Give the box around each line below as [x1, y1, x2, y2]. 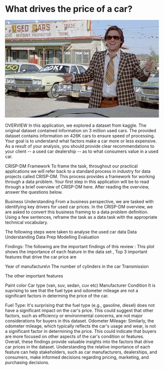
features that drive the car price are [5, 254, 77, 260]
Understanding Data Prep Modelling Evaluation [5, 234, 99, 240]
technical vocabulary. [5, 219, 48, 225]
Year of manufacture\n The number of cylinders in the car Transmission [5, 263, 149, 269]
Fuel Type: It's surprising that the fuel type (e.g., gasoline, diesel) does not [5, 302, 155, 308]
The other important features [5, 273, 63, 278]
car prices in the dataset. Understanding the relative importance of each [5, 344, 150, 349]
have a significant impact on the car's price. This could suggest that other [5, 307, 154, 313]
